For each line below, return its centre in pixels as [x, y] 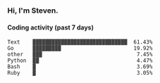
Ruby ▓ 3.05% [80, 73]
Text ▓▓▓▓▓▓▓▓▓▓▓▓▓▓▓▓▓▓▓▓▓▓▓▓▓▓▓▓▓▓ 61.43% [80, 42]
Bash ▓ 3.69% [80, 67]
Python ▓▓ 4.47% [80, 61]
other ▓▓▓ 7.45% [80, 55]
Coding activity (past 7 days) [50, 27]
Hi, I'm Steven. [33, 11]
